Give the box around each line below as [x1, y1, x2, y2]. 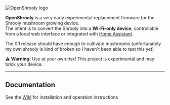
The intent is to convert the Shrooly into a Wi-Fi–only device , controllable [5, 25, 158, 31]
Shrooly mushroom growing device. [5, 20, 79, 26]
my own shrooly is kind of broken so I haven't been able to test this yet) [5, 46, 154, 52]
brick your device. [5, 61, 43, 67]
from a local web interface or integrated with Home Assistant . [5, 31, 134, 37]
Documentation [5, 81, 56, 89]
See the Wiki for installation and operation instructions [5, 94, 118, 100]
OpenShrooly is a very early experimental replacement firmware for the [5, 15, 155, 20]
